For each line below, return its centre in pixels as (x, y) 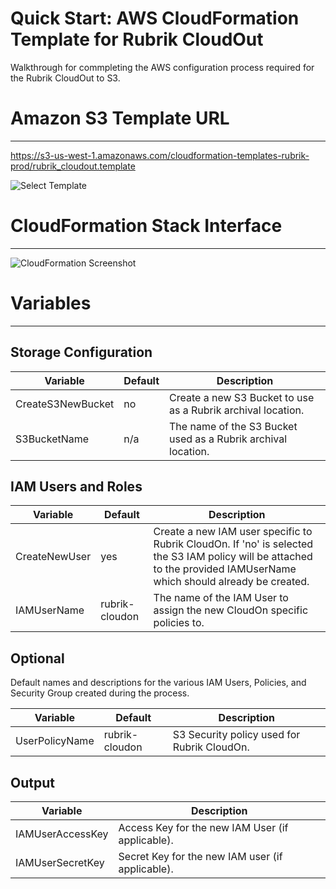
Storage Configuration (81, 352)
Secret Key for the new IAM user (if (200, 856)
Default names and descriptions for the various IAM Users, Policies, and (158, 683)
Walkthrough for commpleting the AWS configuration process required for (162, 67)
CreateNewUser (53, 557)
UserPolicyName (55, 741)
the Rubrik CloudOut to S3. (65, 78)
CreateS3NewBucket (65, 404)
